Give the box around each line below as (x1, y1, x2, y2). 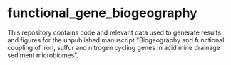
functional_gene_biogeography (7, 5, 197, 21)
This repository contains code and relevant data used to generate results (7, 28, 222, 37)
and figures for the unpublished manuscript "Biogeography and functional (7, 35, 225, 44)
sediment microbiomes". (7, 51, 79, 59)
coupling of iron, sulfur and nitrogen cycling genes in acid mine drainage (7, 43, 221, 52)
